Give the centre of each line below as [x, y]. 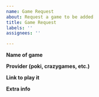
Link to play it [23, 78]
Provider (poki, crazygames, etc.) [48, 66]
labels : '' [19, 28]
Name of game [24, 55]
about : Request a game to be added [50, 17]
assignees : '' [24, 33]
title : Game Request [32, 22]
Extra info [18, 89]
